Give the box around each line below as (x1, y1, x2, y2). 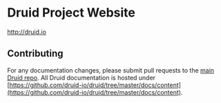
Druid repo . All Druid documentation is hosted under (7, 73, 156, 82)
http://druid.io (7, 28, 47, 36)
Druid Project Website (7, 5, 136, 21)
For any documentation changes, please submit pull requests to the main (7, 66, 215, 74)
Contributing (7, 48, 64, 59)
